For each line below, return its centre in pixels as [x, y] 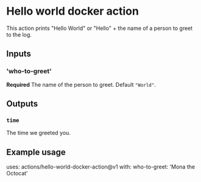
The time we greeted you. [39, 133]
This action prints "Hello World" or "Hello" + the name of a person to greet [100, 28]
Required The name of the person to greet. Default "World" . [81, 84]
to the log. [19, 34]
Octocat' [17, 173]
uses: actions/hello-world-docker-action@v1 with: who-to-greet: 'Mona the [101, 167]
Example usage [36, 152]
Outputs [22, 104]
